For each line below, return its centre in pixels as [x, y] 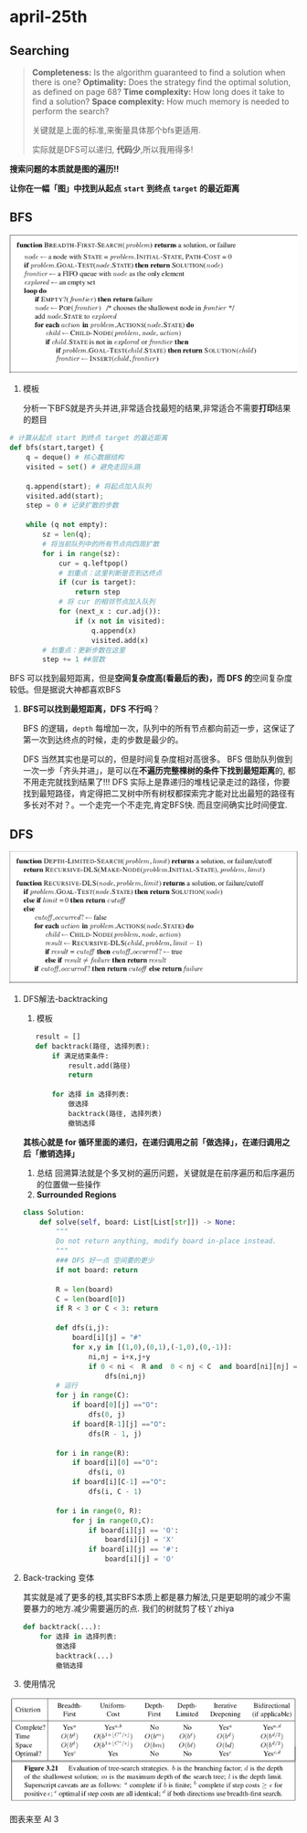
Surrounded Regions [76, 1195]
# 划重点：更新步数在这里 [84, 650]
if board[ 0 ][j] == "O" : [115, 1405]
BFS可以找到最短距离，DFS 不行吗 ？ [91, 709]
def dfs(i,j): [83, 1328]
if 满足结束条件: [80, 1056]
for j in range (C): [93, 1396]
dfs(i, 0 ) [107, 1472]
